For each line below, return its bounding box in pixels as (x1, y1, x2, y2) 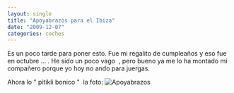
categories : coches (7, 30, 65, 37)
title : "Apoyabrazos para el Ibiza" (7, 17, 115, 24)
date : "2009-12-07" (7, 23, 65, 30)
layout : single (7, 10, 52, 18)
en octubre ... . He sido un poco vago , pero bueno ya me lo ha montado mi (7, 57, 228, 66)
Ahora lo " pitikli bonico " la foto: (7, 78, 104, 87)
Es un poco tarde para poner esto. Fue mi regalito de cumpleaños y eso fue (7, 49, 227, 58)
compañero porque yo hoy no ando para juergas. (7, 64, 151, 73)
